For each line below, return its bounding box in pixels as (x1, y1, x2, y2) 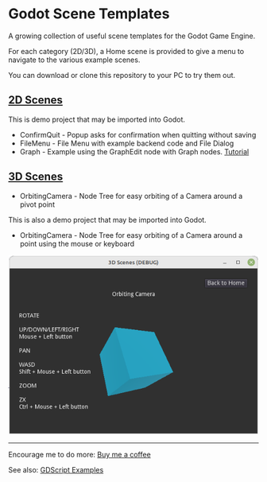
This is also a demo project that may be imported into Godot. (8, 215, 207, 224)
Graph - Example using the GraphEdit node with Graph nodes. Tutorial (19, 146, 250, 156)
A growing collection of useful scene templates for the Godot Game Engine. (8, 31, 256, 41)
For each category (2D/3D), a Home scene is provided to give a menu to (8, 46, 245, 56)
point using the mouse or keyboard (19, 239, 135, 248)
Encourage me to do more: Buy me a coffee (8, 450, 151, 460)
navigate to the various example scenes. (8, 55, 141, 64)
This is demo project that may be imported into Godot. (8, 115, 185, 124)
